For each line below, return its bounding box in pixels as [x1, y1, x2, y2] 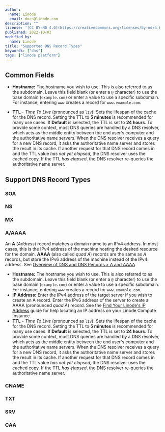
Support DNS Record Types [5, 175, 91, 184]
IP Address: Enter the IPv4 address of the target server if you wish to [12, 292, 153, 298]
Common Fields [5, 71, 54, 79]
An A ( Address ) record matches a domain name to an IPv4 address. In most [5, 241, 158, 247]
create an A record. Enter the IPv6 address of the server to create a [12, 297, 149, 303]
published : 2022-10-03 [5, 30, 52, 35]
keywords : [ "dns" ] [5, 48, 43, 53]
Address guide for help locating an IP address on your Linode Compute [12, 307, 156, 313]
